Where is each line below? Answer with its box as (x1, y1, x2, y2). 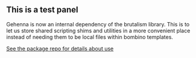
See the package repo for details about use (6, 45, 114, 52)
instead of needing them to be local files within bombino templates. (6, 33, 174, 41)
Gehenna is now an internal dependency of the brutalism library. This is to (6, 20, 190, 28)
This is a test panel (6, 5, 78, 15)
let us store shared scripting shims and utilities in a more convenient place (6, 27, 191, 34)
